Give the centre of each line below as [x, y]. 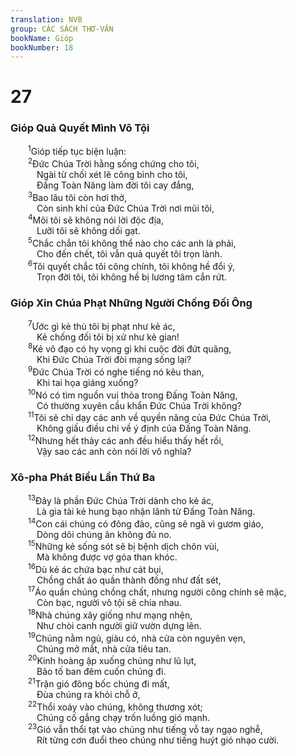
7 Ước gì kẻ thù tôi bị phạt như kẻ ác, [102, 325]
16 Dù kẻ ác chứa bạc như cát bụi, [96, 568]
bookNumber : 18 [42, 47]
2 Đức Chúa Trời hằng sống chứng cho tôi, [114, 163]
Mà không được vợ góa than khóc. [107, 557]
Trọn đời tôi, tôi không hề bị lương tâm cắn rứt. [132, 277]
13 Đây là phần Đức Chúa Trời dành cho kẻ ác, [121, 499]
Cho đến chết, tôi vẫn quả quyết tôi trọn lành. [129, 254]
